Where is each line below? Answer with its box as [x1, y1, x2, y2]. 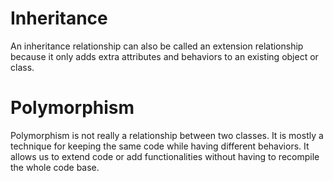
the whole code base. [10, 161, 100, 173]
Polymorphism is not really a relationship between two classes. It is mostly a [10, 129, 324, 141]
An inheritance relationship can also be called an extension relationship [10, 40, 304, 52]
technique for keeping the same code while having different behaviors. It [10, 140, 310, 152]
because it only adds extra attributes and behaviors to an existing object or [10, 50, 319, 62]
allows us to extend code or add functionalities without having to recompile [10, 150, 320, 162]
